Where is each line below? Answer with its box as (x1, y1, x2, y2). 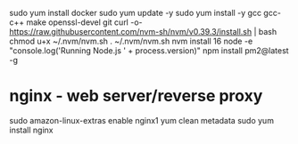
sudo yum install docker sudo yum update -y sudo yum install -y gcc (9, 8, 261, 18)
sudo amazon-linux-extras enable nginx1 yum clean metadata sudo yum (9, 115, 275, 125)
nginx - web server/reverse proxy (9, 86, 263, 106)
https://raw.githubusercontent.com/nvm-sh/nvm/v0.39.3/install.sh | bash (9, 27, 277, 36)
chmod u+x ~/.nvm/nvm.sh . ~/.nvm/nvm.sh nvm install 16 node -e (9, 36, 253, 46)
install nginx (9, 124, 54, 135)
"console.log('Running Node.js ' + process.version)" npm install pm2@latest (9, 45, 289, 56)
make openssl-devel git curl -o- (26, 17, 143, 28)
